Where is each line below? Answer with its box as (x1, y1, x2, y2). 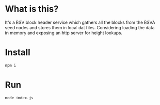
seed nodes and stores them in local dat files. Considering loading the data (5, 24, 155, 30)
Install (5, 47, 31, 58)
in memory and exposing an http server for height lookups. (5, 30, 123, 35)
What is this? (5, 3, 59, 15)
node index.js (5, 95, 34, 100)
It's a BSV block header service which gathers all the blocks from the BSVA (5, 19, 155, 25)
